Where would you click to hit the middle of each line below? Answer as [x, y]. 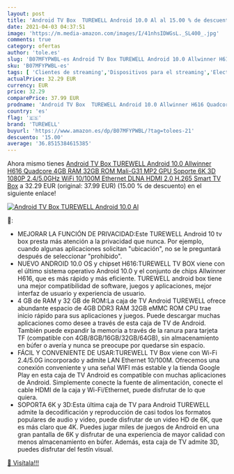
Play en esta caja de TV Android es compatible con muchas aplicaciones [122, 375]
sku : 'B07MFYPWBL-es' [39, 66]
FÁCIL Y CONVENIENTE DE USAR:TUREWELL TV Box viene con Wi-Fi [117, 353]
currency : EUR [28, 85]
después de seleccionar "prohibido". [70, 257]
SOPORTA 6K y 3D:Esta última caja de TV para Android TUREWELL [114, 405]
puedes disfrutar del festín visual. [65, 450]
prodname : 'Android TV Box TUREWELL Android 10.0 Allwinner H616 [106, 105]
